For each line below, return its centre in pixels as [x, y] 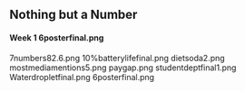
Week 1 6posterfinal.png [57, 37]
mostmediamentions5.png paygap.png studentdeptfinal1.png [123, 68]
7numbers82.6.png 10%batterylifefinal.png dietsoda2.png [117, 58]
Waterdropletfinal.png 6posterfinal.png [82, 77]
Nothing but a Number [73, 15]
